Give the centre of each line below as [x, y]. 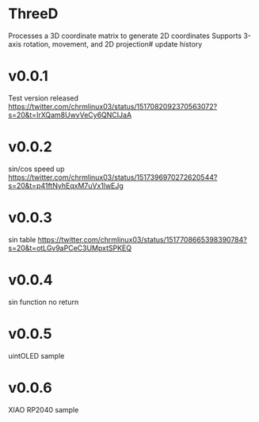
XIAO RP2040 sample [44, 409]
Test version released [44, 98]
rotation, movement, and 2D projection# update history [113, 44]
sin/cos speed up [36, 169]
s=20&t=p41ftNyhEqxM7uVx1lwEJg [66, 185]
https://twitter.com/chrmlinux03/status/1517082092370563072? [113, 106]
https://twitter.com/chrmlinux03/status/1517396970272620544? [113, 177]
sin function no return [44, 302]
